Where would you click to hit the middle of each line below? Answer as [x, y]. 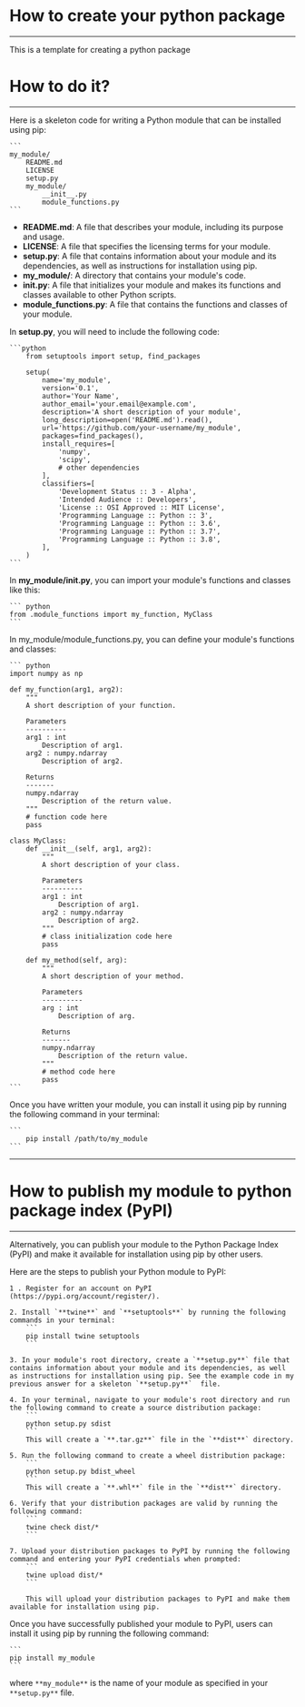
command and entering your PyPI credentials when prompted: [126, 1559]
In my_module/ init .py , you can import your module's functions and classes [150, 580]
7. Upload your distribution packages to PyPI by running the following [150, 1551]
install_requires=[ [79, 444]
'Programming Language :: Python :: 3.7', [139, 531]
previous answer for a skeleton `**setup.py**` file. [115, 1384]
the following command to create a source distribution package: [135, 1408]
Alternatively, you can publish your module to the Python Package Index [144, 1244]
